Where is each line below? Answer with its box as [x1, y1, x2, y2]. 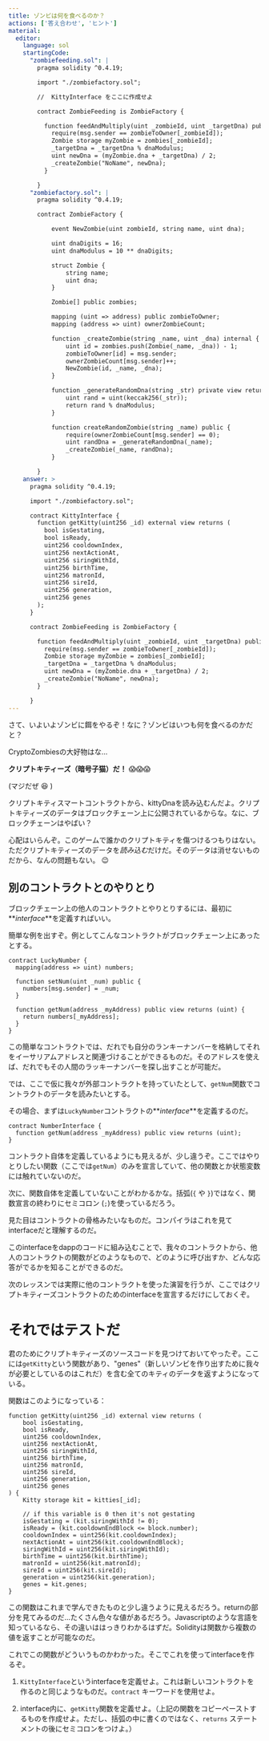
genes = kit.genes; [22, 1581, 88, 1589]
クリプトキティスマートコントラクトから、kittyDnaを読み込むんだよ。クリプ [8, 797, 260, 807]
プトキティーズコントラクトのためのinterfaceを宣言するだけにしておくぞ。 [8, 1289, 255, 1300]
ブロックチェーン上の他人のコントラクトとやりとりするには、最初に [8, 903, 233, 913]
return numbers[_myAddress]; [22, 1013, 120, 1021]
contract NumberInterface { [8, 1122, 102, 1130]
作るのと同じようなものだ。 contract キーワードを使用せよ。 [19, 1686, 219, 1697]
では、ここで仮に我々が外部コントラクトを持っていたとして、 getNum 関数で [8, 1079, 254, 1089]
